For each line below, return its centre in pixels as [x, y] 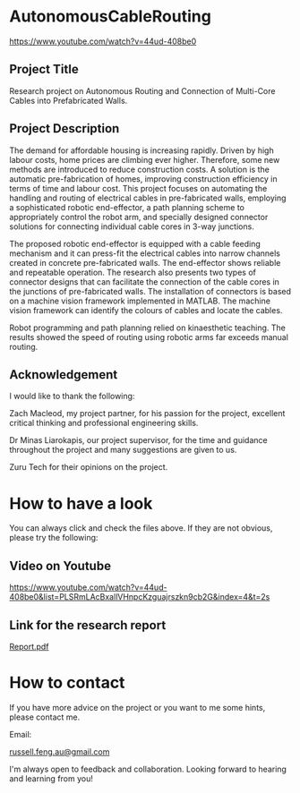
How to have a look [81, 503]
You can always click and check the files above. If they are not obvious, [141, 528]
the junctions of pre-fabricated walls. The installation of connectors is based [150, 291]
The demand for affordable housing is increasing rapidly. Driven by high [142, 150]
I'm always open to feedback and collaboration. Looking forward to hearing [148, 769]
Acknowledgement [64, 375]
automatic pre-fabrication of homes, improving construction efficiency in [143, 179]
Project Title [44, 69]
